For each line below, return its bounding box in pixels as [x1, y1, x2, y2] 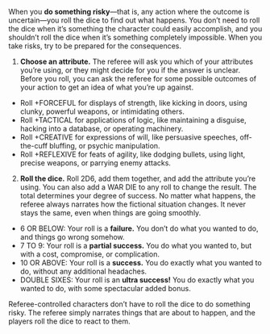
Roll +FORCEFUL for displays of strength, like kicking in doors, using [19, 98, 247, 107]
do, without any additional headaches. [19, 266, 147, 276]
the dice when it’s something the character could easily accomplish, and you [8, 24, 263, 33]
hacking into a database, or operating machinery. [19, 124, 184, 133]
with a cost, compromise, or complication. [19, 249, 160, 259]
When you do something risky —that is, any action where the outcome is [8, 7, 250, 16]
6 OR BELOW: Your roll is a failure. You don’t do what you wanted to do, [19, 223, 260, 233]
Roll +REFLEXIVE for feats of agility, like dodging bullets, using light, [19, 149, 246, 159]
